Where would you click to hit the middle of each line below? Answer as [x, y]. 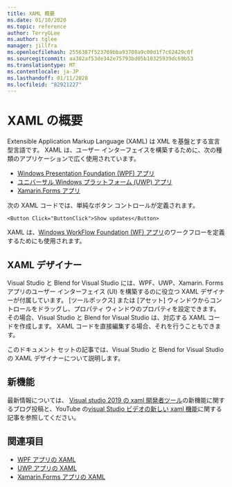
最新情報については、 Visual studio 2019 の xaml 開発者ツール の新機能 [107, 400]
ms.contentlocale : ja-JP [43, 71]
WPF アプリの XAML [46, 459]
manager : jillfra [32, 46]
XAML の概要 [45, 121]
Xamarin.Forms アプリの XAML [61, 477]
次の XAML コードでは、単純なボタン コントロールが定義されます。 [103, 206]
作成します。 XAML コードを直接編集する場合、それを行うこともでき [117, 326]
